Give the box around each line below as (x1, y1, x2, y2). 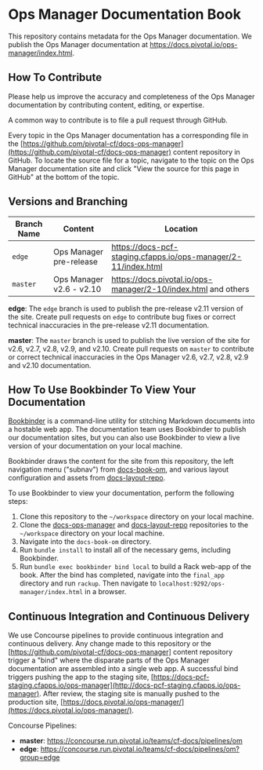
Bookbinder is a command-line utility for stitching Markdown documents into (8, 416, 255, 425)
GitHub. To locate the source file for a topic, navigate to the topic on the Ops (8, 155, 254, 165)
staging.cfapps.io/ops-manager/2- (110, 251, 243, 262)
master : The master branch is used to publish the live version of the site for (8, 335, 250, 345)
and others (210, 283, 250, 294)
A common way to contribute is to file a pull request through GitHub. (8, 115, 229, 125)
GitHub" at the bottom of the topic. (8, 172, 120, 181)
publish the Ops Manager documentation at (8, 39, 149, 49)
